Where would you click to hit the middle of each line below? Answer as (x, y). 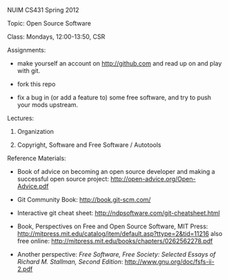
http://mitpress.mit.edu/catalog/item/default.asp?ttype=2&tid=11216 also (120, 233)
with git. (29, 71)
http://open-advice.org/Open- (153, 179)
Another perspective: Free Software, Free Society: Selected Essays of (116, 254)
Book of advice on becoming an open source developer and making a (116, 171)
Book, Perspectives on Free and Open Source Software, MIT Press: (112, 226)
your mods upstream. (48, 105)
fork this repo (36, 84)
